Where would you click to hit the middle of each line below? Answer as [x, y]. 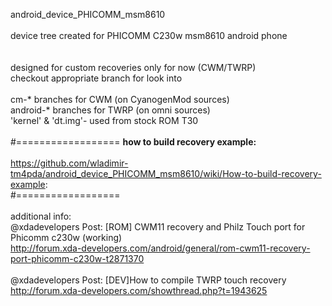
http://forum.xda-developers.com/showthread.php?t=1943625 [139, 290]
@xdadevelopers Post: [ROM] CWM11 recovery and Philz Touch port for [158, 227]
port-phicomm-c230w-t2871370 [77, 258]
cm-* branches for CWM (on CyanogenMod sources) [120, 99]
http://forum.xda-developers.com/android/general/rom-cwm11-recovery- [160, 248]
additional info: [41, 216]
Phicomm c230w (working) [66, 237]
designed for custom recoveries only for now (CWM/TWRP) [133, 67]
